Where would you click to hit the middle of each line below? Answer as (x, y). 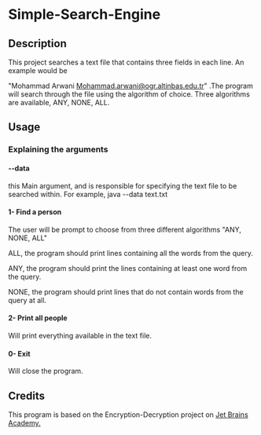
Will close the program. (46, 371)
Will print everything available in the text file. (80, 335)
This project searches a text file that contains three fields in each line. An (126, 62)
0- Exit (19, 353)
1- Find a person (35, 212)
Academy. (24, 422)
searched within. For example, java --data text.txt (88, 194)
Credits (27, 395)
